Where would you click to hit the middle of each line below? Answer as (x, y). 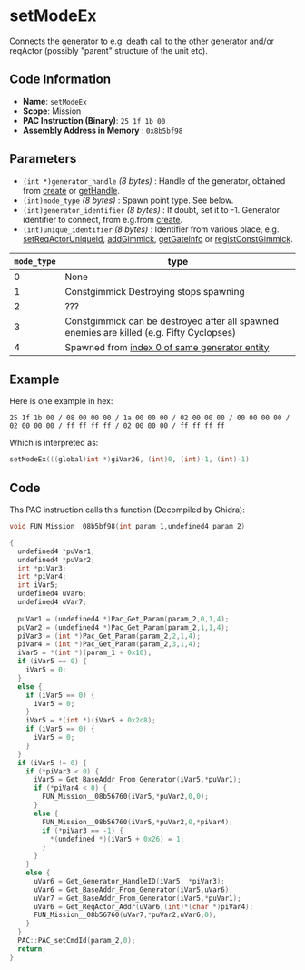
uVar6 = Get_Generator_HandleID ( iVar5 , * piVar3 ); (129, 881)
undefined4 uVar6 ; (53, 594)
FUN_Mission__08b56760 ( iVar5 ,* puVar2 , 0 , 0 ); (125, 797)
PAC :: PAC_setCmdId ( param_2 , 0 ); (77, 941)
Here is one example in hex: (61, 401)
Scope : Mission (52, 111)
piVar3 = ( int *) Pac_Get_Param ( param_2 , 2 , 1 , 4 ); (109, 636)
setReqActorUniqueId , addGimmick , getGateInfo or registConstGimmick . (157, 238)
